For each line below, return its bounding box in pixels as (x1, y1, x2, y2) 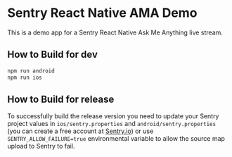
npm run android (7, 67, 55, 75)
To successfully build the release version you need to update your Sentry (7, 112, 219, 120)
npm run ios (7, 74, 42, 81)
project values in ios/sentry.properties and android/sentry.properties (7, 120, 217, 128)
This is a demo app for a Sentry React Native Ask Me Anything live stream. (7, 28, 224, 37)
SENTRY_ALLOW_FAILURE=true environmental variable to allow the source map (7, 134, 225, 143)
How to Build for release (7, 93, 115, 105)
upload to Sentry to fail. (7, 142, 75, 151)
